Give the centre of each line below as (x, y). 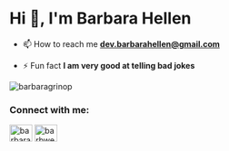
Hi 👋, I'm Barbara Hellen (100, 19)
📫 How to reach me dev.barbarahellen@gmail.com (121, 43)
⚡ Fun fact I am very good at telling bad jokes (109, 65)
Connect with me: (50, 109)
